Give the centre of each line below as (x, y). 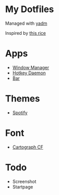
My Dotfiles (29, 9)
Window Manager (31, 67)
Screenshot (24, 181)
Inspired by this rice (25, 33)
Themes (22, 99)
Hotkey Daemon (29, 73)
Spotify (20, 113)
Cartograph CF (28, 147)
